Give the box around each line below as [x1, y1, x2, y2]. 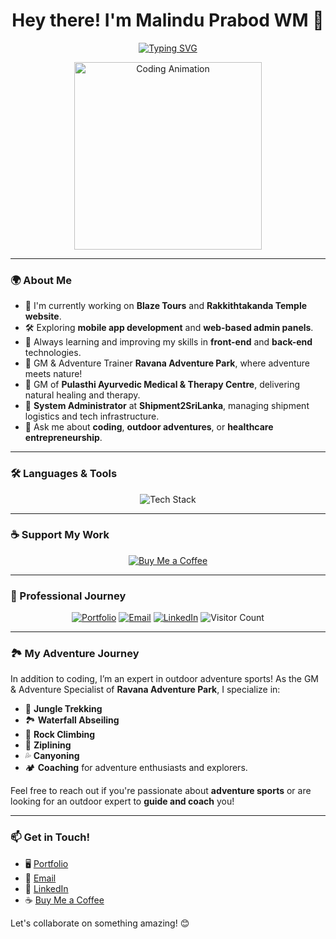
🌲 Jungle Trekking [24, 703, 103, 715]
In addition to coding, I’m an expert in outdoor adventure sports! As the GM [10, 673, 320, 685]
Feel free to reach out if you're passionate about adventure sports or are [10, 785, 312, 797]
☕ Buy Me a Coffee [24, 894, 105, 906]
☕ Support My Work [10, 528, 110, 542]
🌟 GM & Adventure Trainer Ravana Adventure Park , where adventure [24, 357, 311, 369]
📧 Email [24, 872, 57, 884]
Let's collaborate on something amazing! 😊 [10, 917, 190, 929]
